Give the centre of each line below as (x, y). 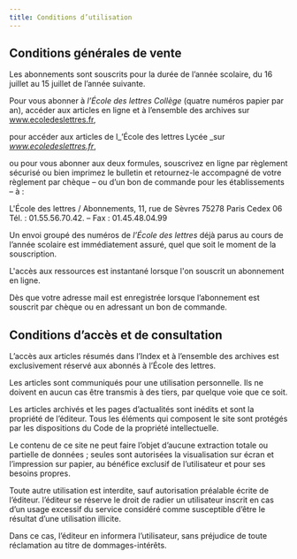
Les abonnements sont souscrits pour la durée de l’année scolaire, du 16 (141, 74)
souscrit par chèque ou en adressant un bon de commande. (118, 307)
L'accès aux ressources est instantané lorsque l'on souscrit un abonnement (147, 272)
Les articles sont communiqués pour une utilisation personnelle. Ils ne (136, 383)
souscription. (33, 254)
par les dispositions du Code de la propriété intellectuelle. (114, 428)
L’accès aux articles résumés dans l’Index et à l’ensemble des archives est (145, 356)
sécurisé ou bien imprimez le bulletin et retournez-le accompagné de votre (145, 172)
